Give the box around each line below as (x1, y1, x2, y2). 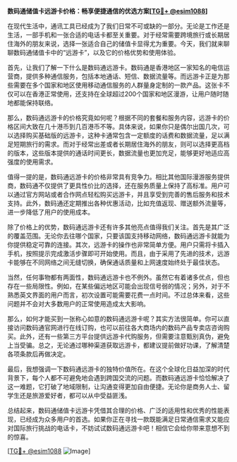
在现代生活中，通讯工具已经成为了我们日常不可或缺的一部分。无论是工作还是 (7, 22, 230, 30)
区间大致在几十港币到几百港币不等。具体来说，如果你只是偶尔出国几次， (13, 123, 224, 130)
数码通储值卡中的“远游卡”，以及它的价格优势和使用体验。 (13, 49, 180, 56)
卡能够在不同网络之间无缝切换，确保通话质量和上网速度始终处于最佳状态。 (7, 258, 224, 267)
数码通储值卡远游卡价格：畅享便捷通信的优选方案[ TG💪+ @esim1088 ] (7, 7, 208, 15)
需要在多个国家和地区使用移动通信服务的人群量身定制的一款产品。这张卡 (13, 81, 224, 89)
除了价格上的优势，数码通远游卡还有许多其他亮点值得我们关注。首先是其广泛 (7, 223, 230, 231)
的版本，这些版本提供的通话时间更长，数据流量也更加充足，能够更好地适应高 (7, 149, 230, 157)
